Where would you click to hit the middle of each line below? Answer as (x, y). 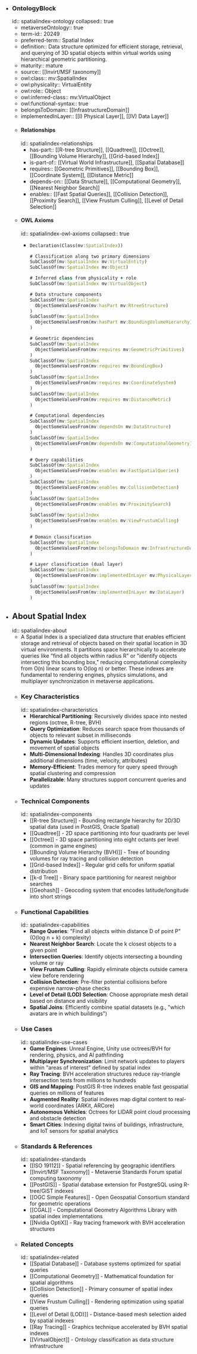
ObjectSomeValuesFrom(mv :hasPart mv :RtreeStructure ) (101, 305)
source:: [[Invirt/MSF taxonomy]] (61, 72)
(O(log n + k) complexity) (60, 938)
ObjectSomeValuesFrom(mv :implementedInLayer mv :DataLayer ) (110, 592)
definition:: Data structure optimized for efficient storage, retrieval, (102, 47)
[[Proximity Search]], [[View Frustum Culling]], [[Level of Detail (106, 200)
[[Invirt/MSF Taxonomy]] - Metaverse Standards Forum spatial (106, 1172)
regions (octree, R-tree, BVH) (65, 722)
